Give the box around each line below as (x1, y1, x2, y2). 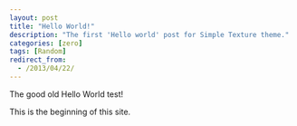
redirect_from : (9, 55, 67, 64)
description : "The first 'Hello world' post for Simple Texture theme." (9, 30, 290, 39)
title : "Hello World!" (9, 22, 95, 31)
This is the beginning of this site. (9, 106, 131, 117)
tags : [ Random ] (9, 47, 67, 56)
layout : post (9, 13, 59, 23)
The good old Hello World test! (9, 88, 124, 100)
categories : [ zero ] (9, 38, 83, 48)
